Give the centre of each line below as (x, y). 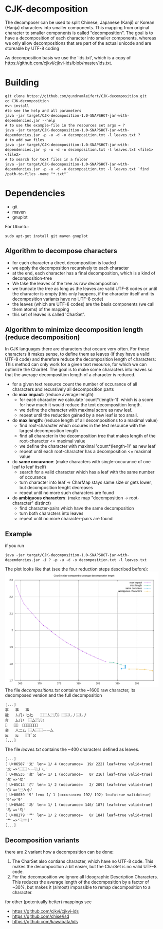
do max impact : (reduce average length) (53, 395)
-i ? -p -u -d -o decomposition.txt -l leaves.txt (94, 560)
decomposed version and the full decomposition (54, 695)
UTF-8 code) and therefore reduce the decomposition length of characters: (81, 359)
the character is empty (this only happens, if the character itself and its (83, 293)
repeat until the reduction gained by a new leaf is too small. (79, 415)
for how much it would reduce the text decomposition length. (81, 405)
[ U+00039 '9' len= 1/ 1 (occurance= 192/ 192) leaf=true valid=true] (78, 795)
